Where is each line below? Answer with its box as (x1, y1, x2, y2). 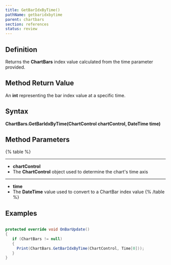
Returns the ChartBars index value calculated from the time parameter (5, 58, 154, 65)
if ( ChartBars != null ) (12, 236, 63, 242)
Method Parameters (5, 135, 70, 144)
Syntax (5, 107, 28, 116)
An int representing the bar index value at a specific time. (5, 92, 126, 98)
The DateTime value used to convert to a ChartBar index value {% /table (12, 189, 165, 195)
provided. (5, 64, 25, 70)
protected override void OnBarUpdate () (5, 227, 90, 232)
